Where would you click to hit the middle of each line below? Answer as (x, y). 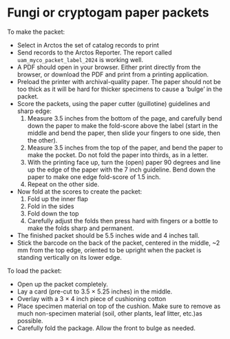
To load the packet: (34, 271)
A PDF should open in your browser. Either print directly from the (109, 67)
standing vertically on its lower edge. (69, 257)
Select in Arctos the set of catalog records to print (88, 45)
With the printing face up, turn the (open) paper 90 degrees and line (124, 162)
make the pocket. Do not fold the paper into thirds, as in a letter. (118, 155)
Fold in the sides (51, 206)
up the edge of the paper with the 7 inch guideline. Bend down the (121, 169)
